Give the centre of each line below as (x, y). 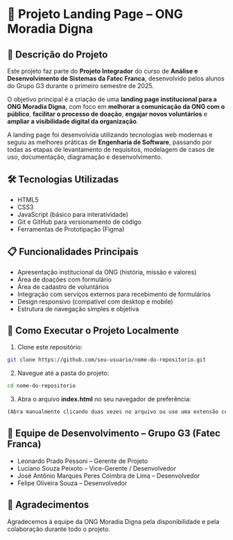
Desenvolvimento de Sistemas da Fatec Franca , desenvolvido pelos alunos (116, 78)
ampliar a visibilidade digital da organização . (73, 121)
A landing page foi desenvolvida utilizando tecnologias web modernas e (110, 135)
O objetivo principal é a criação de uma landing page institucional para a (112, 99)
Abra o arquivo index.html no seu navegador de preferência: (104, 399)
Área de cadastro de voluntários (63, 286)
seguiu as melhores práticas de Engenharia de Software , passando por (110, 142)
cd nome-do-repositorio (42, 386)
